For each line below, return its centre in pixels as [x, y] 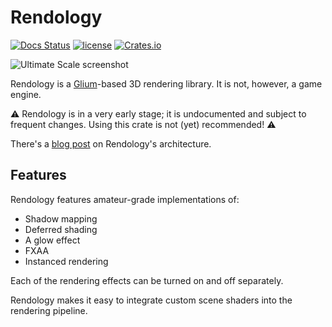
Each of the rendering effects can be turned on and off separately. [147, 280]
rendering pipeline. [49, 310]
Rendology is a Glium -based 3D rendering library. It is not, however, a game [166, 83]
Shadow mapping [61, 218]
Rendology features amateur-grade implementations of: [125, 199]
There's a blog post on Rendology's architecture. [111, 143]
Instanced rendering [66, 261]
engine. [26, 94]
